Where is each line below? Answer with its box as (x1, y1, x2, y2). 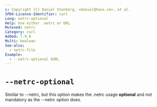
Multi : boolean (5, 39, 36, 44)
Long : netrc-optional (5, 16, 49, 21)
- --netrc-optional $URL (9, 57, 59, 61)
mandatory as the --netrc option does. (5, 97, 82, 103)
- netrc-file (9, 47, 36, 52)
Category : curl (5, 30, 36, 34)
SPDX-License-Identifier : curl (5, 12, 68, 16)
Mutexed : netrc (5, 25, 36, 30)
